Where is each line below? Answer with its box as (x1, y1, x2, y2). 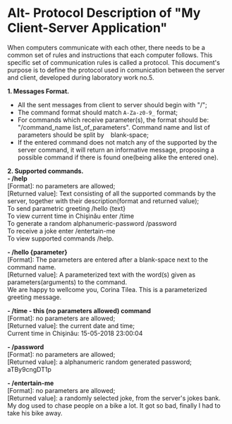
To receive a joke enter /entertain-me (7, 226, 116, 235)
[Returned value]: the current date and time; (7, 321, 135, 329)
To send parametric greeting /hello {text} (7, 204, 126, 212)
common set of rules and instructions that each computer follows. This (7, 51, 213, 59)
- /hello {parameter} (7, 248, 68, 256)
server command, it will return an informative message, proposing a (17, 145, 215, 154)
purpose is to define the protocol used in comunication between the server (7, 66, 225, 74)
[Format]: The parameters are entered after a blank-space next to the (7, 255, 209, 264)
